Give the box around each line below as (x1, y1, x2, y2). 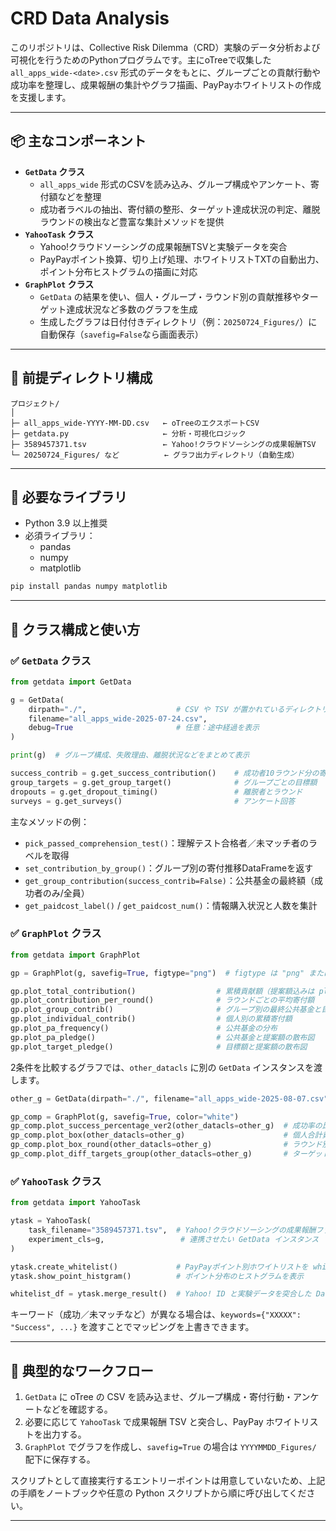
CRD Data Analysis (10, 7, 170, 30)
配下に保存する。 (24, 1453, 96, 1466)
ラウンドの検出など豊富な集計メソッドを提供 (39, 215, 225, 227)
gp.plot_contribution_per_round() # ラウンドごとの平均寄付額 (10, 995, 315, 1006)
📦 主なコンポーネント (10, 133, 147, 150)
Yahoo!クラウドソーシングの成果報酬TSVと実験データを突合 (39, 240, 288, 252)
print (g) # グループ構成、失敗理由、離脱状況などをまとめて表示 (10, 750, 250, 761)
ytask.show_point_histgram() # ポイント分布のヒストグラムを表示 (10, 1271, 305, 1281)
